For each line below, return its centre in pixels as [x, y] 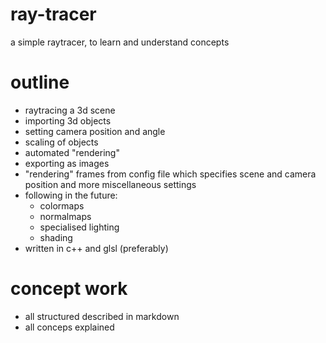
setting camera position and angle [95, 131]
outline [40, 82]
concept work [69, 289]
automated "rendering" [72, 152]
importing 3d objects [68, 120]
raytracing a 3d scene [70, 110]
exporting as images [67, 163]
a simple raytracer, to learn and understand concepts [120, 42]
